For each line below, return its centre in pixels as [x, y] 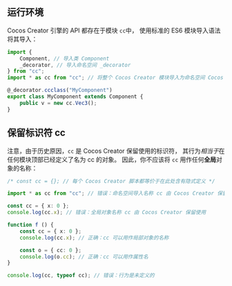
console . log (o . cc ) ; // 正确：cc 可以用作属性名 [84, 257]
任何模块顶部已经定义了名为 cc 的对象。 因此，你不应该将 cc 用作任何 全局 [112, 159]
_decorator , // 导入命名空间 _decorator [75, 65]
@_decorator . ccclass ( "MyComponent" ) [60, 90]
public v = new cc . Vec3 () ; [58, 103]
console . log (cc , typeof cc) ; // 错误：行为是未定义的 [81, 276]
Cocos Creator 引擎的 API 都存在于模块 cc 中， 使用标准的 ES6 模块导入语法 [114, 30]
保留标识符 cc [36, 133]
